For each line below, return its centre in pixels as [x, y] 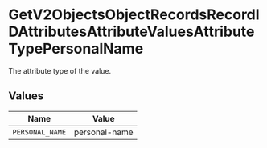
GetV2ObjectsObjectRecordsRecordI [134, 15]
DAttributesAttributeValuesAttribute [131, 32]
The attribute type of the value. [60, 70]
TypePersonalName [76, 49]
